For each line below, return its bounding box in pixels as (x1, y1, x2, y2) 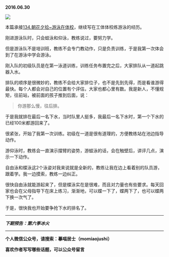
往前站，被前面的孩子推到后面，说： (14, 92, 89, 98)
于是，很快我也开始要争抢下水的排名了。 (5, 205, 89, 211)
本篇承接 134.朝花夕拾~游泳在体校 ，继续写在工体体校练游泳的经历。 (5, 24, 145, 30)
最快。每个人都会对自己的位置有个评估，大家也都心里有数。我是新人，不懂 (5, 86, 159, 92)
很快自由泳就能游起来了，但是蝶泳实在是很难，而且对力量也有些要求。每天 (5, 181, 159, 187)
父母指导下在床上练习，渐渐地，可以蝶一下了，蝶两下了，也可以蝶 (22, 188, 159, 194)
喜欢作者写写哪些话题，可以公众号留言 (5, 246, 84, 252)
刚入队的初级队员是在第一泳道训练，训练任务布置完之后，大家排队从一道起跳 (5, 62, 164, 69)
